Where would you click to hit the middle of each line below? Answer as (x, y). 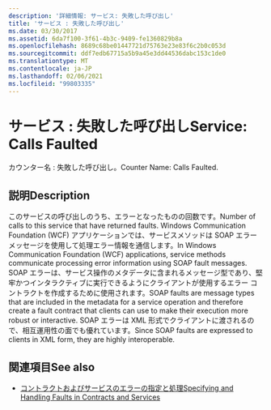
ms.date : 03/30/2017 (43, 31)
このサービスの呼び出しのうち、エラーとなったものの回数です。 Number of (132, 216)
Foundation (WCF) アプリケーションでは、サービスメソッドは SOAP (121, 235)
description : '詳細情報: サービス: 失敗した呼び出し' (91, 16)
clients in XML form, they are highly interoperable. (92, 340)
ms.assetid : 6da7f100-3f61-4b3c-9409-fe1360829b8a (95, 38)
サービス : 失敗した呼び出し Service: (128, 126)
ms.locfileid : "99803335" (52, 83)
